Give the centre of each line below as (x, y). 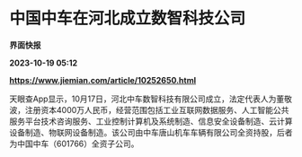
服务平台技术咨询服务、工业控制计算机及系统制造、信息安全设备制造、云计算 (151, 121)
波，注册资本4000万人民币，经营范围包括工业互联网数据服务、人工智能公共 (149, 109)
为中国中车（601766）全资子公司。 (74, 144)
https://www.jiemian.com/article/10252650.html (103, 80)
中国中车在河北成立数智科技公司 (128, 18)
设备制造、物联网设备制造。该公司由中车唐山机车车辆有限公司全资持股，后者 (151, 132)
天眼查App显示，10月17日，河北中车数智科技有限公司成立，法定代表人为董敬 (151, 99)
